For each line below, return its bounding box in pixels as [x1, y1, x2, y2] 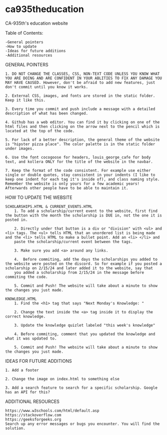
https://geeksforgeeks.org [5, 417, 61, 422]
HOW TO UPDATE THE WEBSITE [5, 194, 72, 200]
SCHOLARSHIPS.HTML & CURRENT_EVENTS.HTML [5, 204, 93, 209]
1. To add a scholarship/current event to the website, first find [14, 208, 157, 213]
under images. [5, 146, 35, 151]
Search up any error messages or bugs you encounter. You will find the [5, 421, 160, 426]
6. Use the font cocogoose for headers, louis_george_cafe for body [5, 155, 151, 160]
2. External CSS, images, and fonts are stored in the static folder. [5, 93, 155, 98]
